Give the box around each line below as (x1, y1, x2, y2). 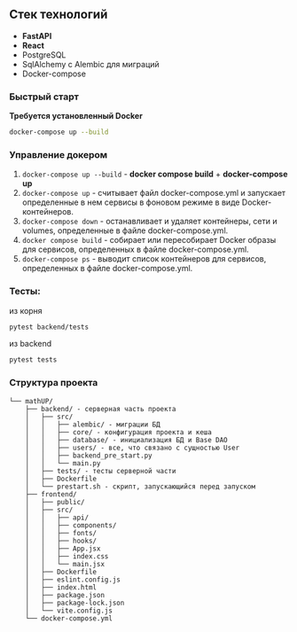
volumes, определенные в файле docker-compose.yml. (21, 225, 229, 236)
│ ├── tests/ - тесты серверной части (25, 466, 176, 475)
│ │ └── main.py (25, 458, 101, 468)
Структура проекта (9, 377, 98, 389)
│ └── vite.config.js (25, 606, 113, 615)
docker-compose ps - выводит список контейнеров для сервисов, (21, 254, 267, 264)
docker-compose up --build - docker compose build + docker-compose (21, 168, 288, 180)
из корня (9, 305, 43, 316)
